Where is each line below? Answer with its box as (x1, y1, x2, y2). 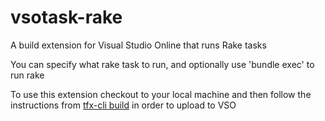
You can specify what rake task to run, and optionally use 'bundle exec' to (10, 58, 315, 70)
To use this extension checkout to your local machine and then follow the (10, 88, 312, 100)
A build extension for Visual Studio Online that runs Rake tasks (10, 39, 267, 51)
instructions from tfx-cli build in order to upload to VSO (10, 99, 237, 111)
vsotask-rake (10, 6, 123, 29)
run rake (10, 69, 45, 81)
